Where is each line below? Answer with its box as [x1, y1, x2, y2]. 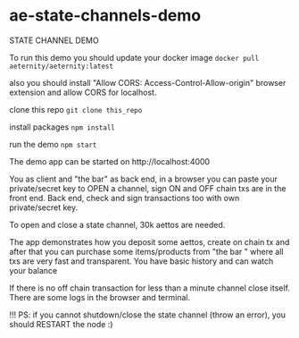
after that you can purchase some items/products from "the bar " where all [9, 246, 284, 257]
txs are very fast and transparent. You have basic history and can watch [9, 256, 274, 266]
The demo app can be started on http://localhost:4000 [9, 156, 211, 166]
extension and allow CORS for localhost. [9, 87, 157, 97]
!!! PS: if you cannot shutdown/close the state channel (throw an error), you [9, 309, 287, 320]
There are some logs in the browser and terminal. [9, 292, 190, 302]
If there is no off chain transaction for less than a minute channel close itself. [9, 283, 290, 293]
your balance [9, 265, 58, 275]
